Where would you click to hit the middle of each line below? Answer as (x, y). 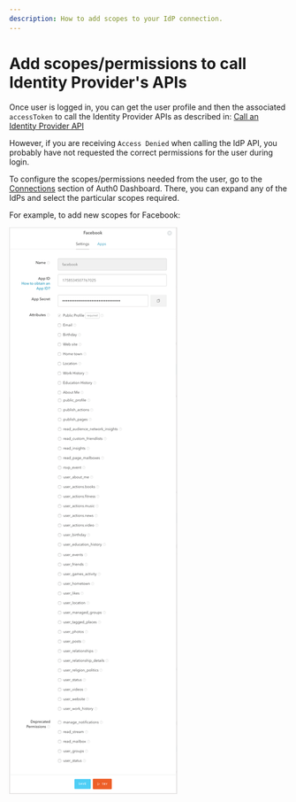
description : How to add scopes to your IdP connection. (116, 19)
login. (19, 162)
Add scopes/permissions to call (128, 63)
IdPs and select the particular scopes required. (94, 197)
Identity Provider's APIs (98, 82)
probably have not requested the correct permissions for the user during (141, 152)
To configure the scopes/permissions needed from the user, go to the (136, 179)
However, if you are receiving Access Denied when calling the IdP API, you (144, 143)
